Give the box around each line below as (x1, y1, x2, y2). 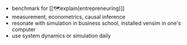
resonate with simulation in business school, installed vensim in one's (11, 20, 182, 27)
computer (11, 26, 36, 33)
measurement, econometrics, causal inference (11, 14, 125, 20)
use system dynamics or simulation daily (11, 32, 111, 39)
